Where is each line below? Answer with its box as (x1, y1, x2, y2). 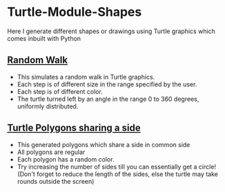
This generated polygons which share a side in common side (17, 140, 190, 148)
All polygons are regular (17, 148, 86, 156)
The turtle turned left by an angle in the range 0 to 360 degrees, (17, 95, 199, 103)
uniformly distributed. (17, 102, 79, 111)
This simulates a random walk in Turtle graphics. (17, 73, 155, 81)
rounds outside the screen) (17, 177, 95, 185)
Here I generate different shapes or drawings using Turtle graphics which (7, 27, 216, 35)
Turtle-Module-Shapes (7, 4, 142, 20)
